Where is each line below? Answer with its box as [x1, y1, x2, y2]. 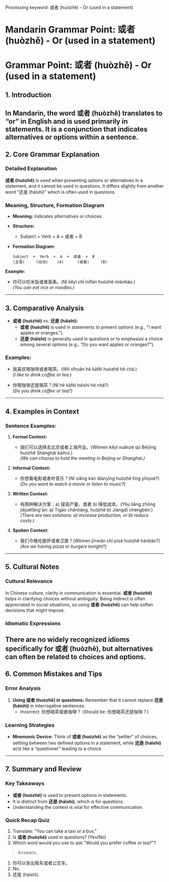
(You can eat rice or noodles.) [12, 284, 75, 291]
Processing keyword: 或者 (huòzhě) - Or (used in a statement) [5, 5, 133, 10]
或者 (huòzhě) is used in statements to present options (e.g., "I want [20, 324, 161, 330]
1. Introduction [5, 90, 51, 99]
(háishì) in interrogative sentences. [12, 703, 86, 709]
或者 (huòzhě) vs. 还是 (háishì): [12, 318, 78, 324]
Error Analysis [5, 685, 41, 692]
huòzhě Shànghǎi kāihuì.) [20, 450, 73, 456]
